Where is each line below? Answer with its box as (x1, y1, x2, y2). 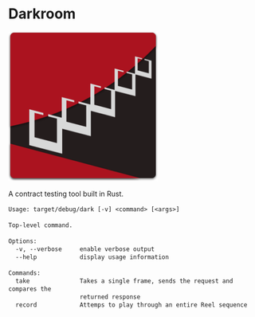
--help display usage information (15, 252, 170, 261)
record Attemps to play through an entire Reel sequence (15, 300, 248, 309)
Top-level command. (8, 221, 73, 229)
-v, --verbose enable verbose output (15, 245, 155, 253)
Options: (8, 237, 37, 245)
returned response (79, 292, 141, 301)
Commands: (8, 268, 41, 277)
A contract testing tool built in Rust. (8, 189, 124, 198)
